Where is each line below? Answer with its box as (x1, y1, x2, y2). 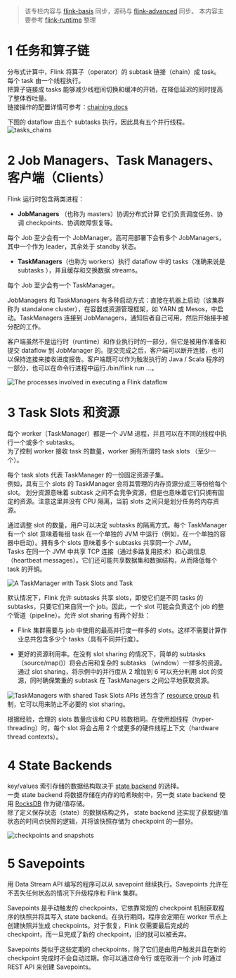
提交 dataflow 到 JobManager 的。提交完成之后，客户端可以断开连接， (7, 346, 212, 354)
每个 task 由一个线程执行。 (7, 76, 85, 84)
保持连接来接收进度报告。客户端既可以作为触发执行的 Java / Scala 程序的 (13, 355, 225, 363)
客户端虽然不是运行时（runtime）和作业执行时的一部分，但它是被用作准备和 (7, 337, 227, 346)
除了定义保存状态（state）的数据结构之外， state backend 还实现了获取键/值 (7, 808, 228, 816)
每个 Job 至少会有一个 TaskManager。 (7, 281, 119, 289)
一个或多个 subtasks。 (13, 438, 79, 446)
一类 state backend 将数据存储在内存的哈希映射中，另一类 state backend (7, 790, 218, 798)
